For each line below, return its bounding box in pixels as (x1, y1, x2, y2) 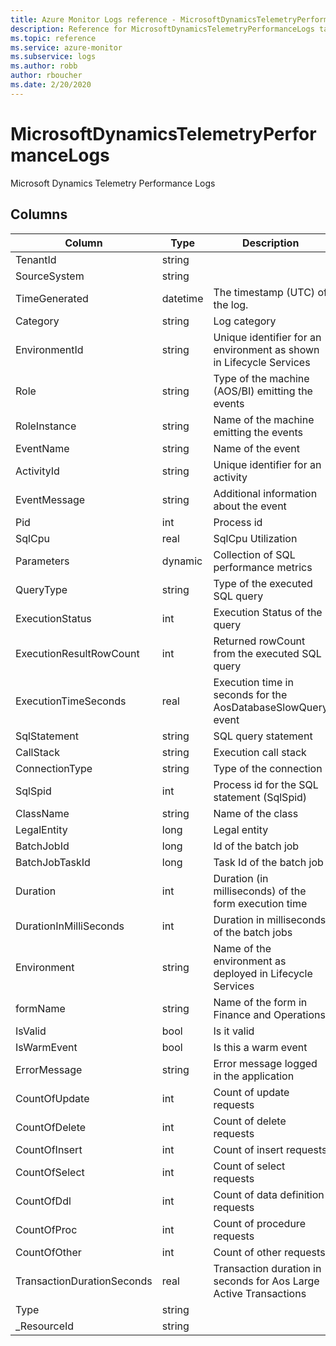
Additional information (213, 486, 318, 500)
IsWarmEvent (15, 1040, 78, 1054)
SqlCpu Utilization (213, 531, 298, 545)
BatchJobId (15, 839, 70, 853)
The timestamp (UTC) (213, 285, 316, 299)
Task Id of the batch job (213, 855, 324, 869)
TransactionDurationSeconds (15, 1274, 153, 1288)
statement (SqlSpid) (213, 790, 308, 804)
